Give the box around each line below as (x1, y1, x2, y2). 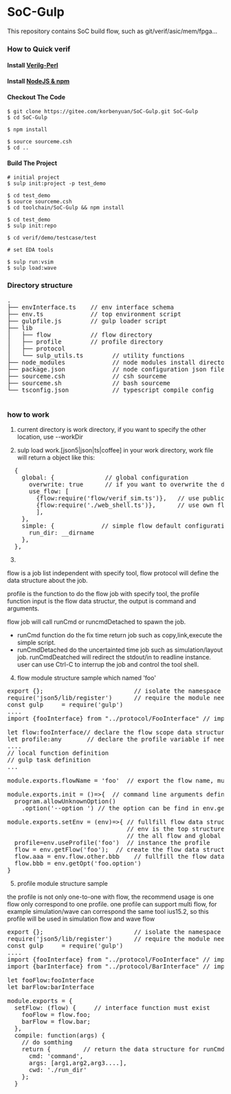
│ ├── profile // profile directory (7, 337, 164, 346)
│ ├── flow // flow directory (7, 330, 153, 339)
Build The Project (7, 159, 57, 167)
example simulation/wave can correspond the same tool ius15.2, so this (7, 908, 209, 916)
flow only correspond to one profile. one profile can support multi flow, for (7, 900, 217, 908)
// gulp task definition (7, 756, 91, 764)
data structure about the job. (7, 577, 88, 585)
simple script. (16, 639, 56, 647)
